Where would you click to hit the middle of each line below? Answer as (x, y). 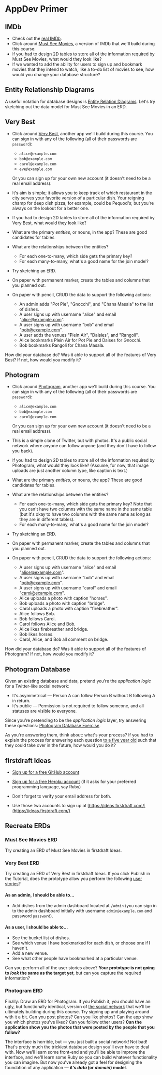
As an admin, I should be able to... (40, 895)
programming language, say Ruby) (46, 787)
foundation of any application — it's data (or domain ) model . (66, 1067)
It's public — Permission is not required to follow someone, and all (78, 706)
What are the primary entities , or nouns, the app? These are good (77, 480)
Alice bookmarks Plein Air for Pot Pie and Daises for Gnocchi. (80, 340)
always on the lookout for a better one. (51, 208)
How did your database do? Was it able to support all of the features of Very (81, 355)
